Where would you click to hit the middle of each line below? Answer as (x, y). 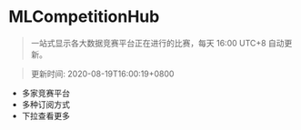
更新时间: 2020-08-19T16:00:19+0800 (102, 74)
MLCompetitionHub (84, 17)
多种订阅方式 (45, 104)
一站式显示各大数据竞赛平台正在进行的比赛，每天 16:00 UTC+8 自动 (157, 43)
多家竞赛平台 (45, 93)
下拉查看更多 (45, 115)
